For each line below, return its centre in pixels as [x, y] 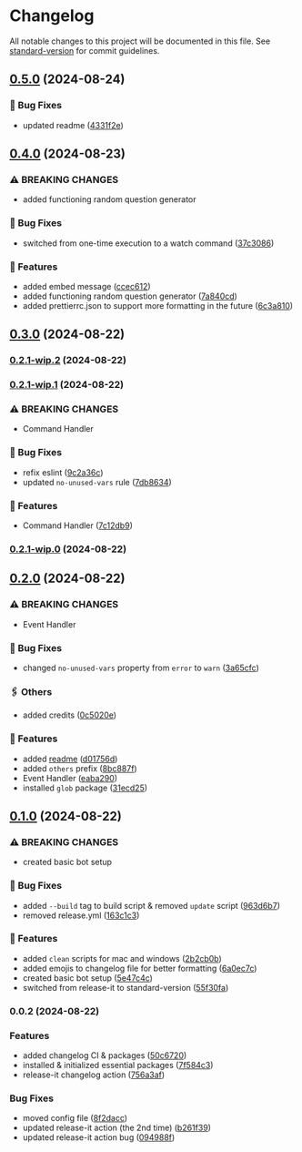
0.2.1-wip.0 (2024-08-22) [68, 549]
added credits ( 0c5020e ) [69, 715]
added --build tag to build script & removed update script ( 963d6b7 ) [151, 905]
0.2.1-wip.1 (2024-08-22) [67, 385]
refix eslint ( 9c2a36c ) [63, 472]
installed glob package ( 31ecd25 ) [85, 788]
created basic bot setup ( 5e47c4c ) [87, 978]
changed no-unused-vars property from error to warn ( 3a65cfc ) [141, 668]
